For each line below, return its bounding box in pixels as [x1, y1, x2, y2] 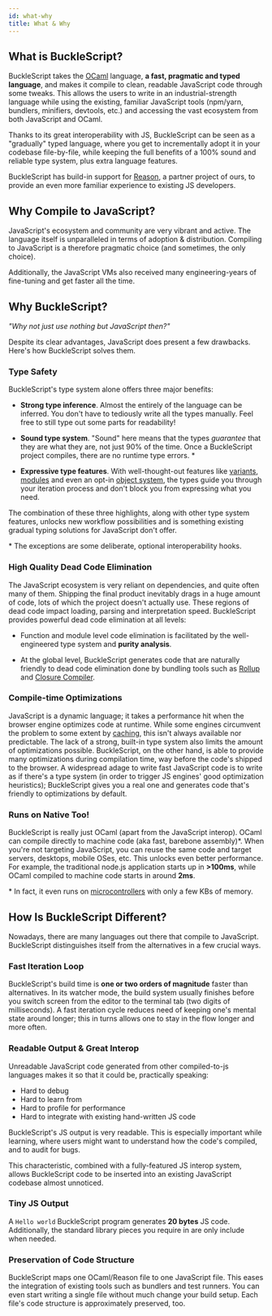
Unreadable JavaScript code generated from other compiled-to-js [8, 1061, 229, 1071]
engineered [19, 639, 59, 649]
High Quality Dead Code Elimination [8, 562, 153, 573]
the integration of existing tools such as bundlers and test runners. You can [8, 1281, 260, 1291]
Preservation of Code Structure [8, 1254, 135, 1266]
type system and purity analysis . [60, 639, 172, 649]
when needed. [8, 1234, 57, 1244]
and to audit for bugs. [8, 1144, 81, 1154]
